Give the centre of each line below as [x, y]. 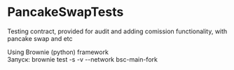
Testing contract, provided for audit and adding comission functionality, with [117, 31]
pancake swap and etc [40, 38]
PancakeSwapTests [66, 12]
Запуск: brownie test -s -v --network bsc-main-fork [82, 59]
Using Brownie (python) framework [58, 52]
